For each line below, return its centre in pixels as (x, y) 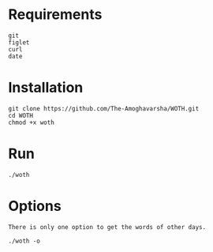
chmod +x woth (32, 122)
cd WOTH (21, 115)
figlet (19, 42)
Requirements (55, 15)
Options (35, 206)
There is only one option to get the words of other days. (107, 227)
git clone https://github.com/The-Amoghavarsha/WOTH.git (104, 108)
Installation (46, 88)
